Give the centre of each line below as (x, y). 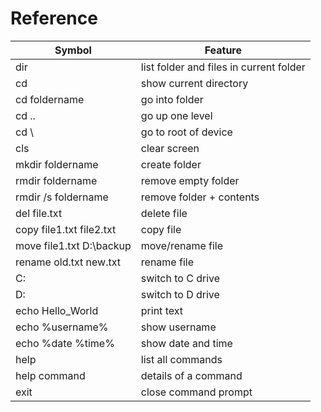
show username (178, 327)
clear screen (170, 148)
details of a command (191, 375)
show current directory (194, 83)
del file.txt (39, 213)
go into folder (172, 99)
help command (50, 375)
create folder (171, 164)
